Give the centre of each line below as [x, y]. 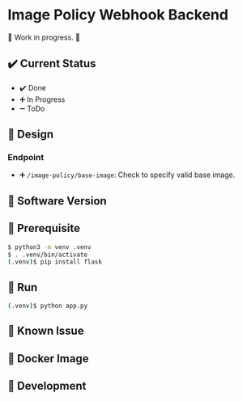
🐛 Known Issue [46, 331]
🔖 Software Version [57, 201]
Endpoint [26, 158]
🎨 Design [31, 135]
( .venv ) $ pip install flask [55, 262]
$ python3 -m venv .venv [49, 247]
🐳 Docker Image [48, 359]
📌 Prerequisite [44, 228]
